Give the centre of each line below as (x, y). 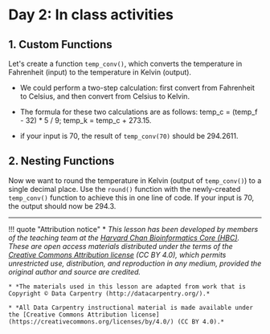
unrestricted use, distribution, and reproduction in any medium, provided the (135, 263)
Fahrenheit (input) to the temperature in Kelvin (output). (100, 72)
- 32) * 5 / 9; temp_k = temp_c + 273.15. (86, 120)
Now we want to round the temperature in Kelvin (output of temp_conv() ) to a (135, 180)
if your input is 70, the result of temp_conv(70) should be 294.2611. (129, 136)
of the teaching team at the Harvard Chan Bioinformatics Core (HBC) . (124, 238)
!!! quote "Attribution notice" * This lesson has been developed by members (133, 229)
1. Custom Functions (60, 45)
